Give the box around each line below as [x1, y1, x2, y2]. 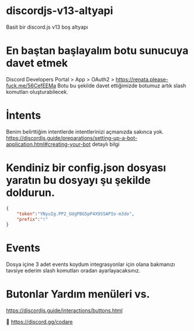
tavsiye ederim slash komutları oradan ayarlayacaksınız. [6, 267, 141, 274]
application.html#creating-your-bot [6, 141, 91, 148]
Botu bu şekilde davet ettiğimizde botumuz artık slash [57, 82, 186, 89]
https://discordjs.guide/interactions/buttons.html [6, 307, 123, 314]
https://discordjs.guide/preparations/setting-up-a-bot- [6, 134, 137, 141]
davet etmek [6, 57, 68, 70]
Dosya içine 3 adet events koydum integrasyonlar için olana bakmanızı [6, 261, 175, 268]
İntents [6, 109, 41, 122]
